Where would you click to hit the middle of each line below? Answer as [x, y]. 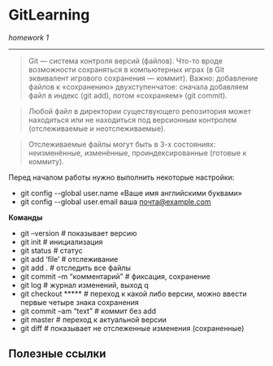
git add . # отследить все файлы [76, 268]
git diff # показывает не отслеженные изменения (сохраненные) [132, 328]
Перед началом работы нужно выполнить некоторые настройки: [121, 177]
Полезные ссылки [57, 354]
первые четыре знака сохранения [80, 302]
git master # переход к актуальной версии [93, 320]
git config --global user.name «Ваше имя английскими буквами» [131, 193]
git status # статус [51, 251]
